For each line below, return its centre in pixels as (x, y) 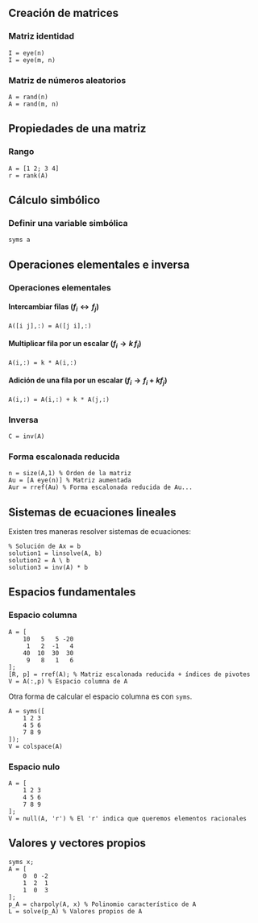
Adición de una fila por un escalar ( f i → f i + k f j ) (88, 381)
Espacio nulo (34, 766)
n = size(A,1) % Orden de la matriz (70, 474)
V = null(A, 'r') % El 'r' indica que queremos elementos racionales (128, 819)
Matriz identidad (42, 36)
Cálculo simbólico (54, 200)
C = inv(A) (27, 436)
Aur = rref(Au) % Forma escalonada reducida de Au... (101, 487)
